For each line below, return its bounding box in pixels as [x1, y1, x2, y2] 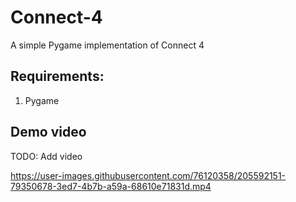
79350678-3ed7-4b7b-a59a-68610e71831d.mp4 [10, 180, 212, 192]
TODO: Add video [10, 150, 83, 162]
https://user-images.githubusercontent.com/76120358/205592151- [10, 169, 287, 181]
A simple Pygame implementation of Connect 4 [10, 39, 205, 51]
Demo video [10, 124, 87, 141]
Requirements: [10, 68, 105, 85]
